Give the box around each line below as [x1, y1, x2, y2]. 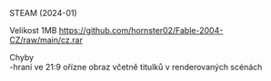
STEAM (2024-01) [9, 8, 77, 18]
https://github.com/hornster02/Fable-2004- [58, 25, 224, 35]
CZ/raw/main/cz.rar [9, 35, 84, 45]
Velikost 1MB [9, 25, 57, 35]
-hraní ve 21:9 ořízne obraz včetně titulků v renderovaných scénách [9, 62, 263, 72]
